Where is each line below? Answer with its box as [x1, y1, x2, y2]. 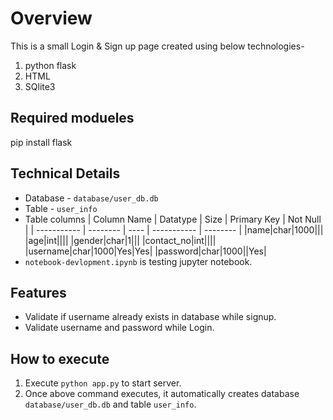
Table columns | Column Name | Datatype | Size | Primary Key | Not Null [24, 213, 322, 225]
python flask [24, 59, 77, 71]
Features [10, 284, 67, 301]
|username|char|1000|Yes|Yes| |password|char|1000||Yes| [24, 245, 267, 257]
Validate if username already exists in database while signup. [24, 311, 277, 323]
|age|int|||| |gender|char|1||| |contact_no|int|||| [24, 234, 217, 246]
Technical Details [10, 165, 121, 182]
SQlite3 [24, 80, 56, 92]
